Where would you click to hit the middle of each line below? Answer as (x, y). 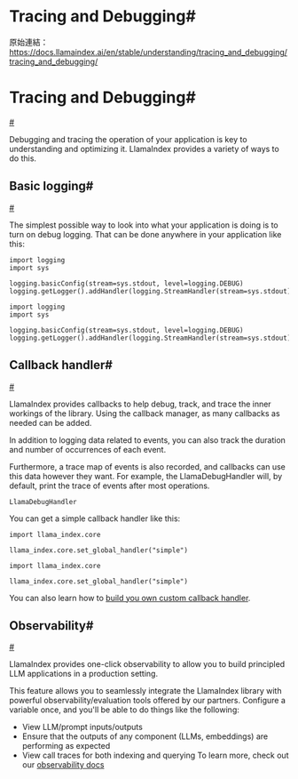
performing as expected (66, 746)
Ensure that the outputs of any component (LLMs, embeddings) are (145, 736)
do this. (23, 158)
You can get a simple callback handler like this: (95, 518)
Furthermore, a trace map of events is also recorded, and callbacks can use (147, 466)
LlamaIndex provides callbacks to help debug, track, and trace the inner (141, 404)
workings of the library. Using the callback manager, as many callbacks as (145, 413)
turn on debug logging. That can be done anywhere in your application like (145, 234)
